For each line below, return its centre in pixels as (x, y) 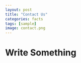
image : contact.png (25, 28)
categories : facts (24, 19)
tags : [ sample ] (21, 24)
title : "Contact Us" (27, 14)
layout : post (19, 10)
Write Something (41, 53)
